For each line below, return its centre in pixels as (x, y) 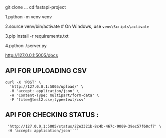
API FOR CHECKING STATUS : (52, 115)
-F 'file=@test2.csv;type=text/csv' (48, 100)
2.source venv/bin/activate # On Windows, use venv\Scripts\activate (77, 26)
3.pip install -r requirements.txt (37, 36)
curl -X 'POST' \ (23, 82)
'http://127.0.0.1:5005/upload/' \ (47, 86)
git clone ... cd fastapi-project (36, 7)
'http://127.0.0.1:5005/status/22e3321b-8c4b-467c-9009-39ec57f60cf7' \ (84, 126)
